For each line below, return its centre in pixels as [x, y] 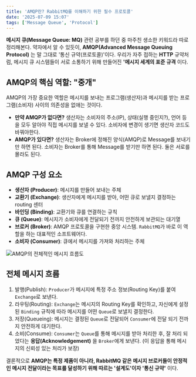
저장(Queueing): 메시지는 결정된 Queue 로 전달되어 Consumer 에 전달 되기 [96, 319]
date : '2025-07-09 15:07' [38, 17]
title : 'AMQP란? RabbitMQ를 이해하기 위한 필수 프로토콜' [70, 11]
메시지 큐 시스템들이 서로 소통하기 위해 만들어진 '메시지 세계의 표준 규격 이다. [101, 62]
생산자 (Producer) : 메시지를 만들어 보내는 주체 [68, 190]
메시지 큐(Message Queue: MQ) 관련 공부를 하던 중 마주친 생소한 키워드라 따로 [97, 40]
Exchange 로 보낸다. [36, 296]
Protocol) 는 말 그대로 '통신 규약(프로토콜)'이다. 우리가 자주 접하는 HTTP [90, 55]
